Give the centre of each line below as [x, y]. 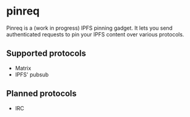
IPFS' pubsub [32, 75]
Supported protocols [46, 54]
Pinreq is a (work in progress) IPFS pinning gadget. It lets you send [90, 28]
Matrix [23, 68]
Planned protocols [41, 94]
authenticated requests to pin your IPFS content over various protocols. [95, 34]
